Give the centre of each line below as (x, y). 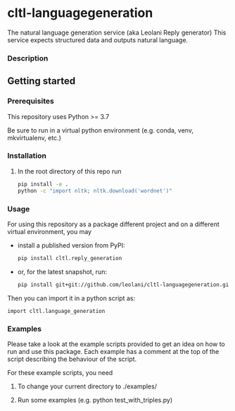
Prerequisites (31, 102)
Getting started (42, 81)
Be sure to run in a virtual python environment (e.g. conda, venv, (100, 130)
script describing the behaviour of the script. (72, 359)
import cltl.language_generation (56, 311)
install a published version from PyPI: (71, 245)
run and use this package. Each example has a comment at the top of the (113, 351)
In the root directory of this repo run (69, 171)
